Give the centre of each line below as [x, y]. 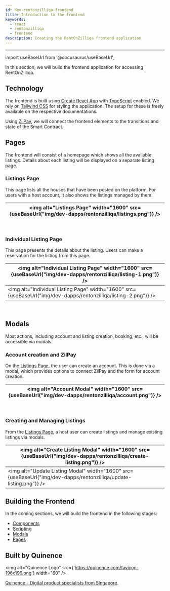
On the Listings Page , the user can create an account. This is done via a [80, 366]
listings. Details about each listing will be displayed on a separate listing [80, 160]
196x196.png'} [20, 573]
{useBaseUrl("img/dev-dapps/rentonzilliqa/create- [85, 456]
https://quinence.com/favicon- [107, 568]
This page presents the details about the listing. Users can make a [74, 250]
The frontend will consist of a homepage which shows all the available [78, 154]
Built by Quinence [34, 555]
